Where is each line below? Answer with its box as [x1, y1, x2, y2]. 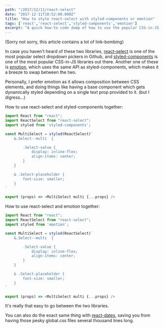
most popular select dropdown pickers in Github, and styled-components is [5, 54, 158, 59]
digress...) [5, 94, 26, 101]
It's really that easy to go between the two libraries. [5, 303, 109, 309]
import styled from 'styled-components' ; [5, 122, 91, 128]
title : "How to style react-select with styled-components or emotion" [5, 16, 155, 21]
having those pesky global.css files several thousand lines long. [5, 318, 134, 324]
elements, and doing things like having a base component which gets [5, 84, 145, 90]
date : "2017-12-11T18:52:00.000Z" [5, 12, 76, 17]
